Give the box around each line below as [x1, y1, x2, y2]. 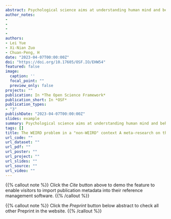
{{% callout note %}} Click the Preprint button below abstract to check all [5, 203, 159, 209]
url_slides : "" [5, 159, 38, 164]
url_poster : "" [5, 149, 38, 154]
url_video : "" [5, 168, 36, 173]
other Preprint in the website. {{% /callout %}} [5, 208, 102, 214]
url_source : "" [5, 163, 38, 168]
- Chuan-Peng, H [5, 50, 40, 55]
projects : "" [5, 87, 33, 93]
